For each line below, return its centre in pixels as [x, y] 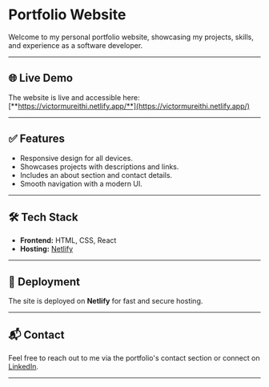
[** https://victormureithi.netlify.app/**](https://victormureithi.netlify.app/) [129, 106]
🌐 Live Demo [41, 78]
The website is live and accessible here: [74, 97]
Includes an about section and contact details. [96, 175]
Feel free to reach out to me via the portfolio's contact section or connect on [134, 358]
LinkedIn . [23, 367]
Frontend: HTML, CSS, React [68, 240]
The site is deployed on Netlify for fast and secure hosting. [106, 301]
